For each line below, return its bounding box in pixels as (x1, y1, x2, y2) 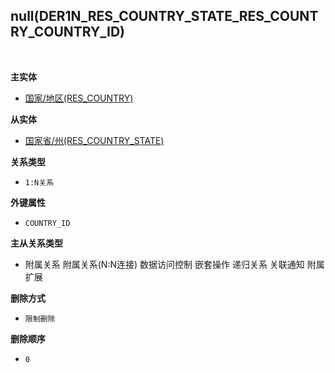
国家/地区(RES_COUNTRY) (24, 92, 134, 104)
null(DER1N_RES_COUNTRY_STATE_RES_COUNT (10, 8, 319, 25)
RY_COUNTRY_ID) (10, 24, 126, 41)
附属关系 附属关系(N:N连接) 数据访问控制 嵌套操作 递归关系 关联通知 (24, 258, 305, 270)
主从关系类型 (10, 237, 63, 249)
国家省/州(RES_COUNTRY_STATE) (24, 134, 165, 146)
